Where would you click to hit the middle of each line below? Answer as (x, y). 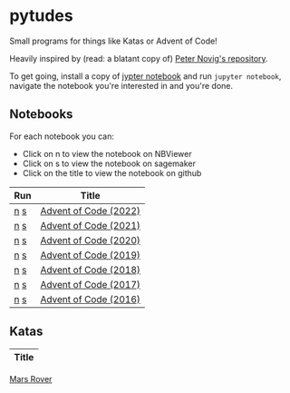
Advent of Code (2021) (90, 225)
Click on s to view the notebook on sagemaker (109, 163)
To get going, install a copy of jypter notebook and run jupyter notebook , (145, 76)
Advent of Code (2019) (90, 255)
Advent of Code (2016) (90, 299)
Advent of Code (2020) (90, 240)
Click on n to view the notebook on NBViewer (107, 153)
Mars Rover (31, 378)
